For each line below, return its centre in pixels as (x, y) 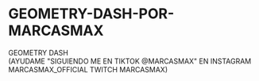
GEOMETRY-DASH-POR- (91, 14)
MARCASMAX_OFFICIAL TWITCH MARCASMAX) (88, 69)
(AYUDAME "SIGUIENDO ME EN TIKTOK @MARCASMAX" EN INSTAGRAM (130, 61)
